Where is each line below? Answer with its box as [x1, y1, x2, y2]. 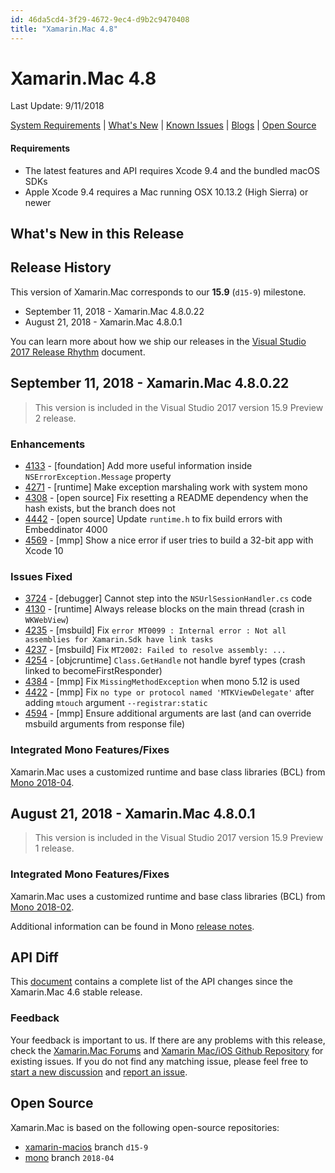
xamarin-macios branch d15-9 [24, 1141, 149, 1153]
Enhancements [10, 437, 86, 451]
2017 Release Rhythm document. [10, 346, 146, 358]
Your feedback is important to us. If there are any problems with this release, [10, 1034, 326, 1046]
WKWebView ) [24, 614, 70, 626]
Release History [10, 259, 112, 276]
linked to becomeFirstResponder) [24, 665, 163, 677]
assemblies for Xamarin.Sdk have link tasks [24, 635, 214, 645]
